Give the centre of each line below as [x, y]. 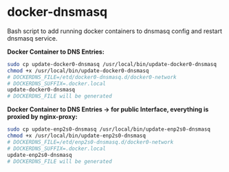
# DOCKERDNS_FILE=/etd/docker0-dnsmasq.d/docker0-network [92, 77]
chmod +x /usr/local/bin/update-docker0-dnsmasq [78, 71]
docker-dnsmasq [57, 12]
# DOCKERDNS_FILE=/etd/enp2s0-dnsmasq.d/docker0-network [90, 142]
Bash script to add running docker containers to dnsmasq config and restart [115, 31]
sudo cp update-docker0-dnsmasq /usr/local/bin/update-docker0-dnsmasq [112, 64]
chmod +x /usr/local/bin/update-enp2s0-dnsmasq [77, 136]
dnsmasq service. [32, 38]
